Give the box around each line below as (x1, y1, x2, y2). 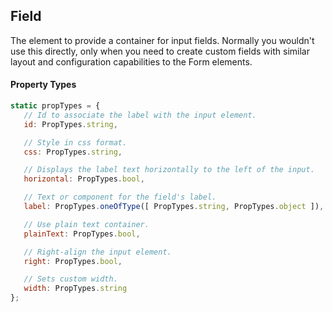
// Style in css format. (23, 137, 128, 148)
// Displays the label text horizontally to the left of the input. (23, 165, 315, 175)
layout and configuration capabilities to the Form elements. (10, 55, 253, 68)
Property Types (10, 79, 77, 91)
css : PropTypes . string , (23, 147, 123, 157)
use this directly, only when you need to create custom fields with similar (10, 45, 310, 57)
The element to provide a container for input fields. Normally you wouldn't (10, 34, 315, 46)
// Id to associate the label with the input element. (23, 110, 257, 120)
